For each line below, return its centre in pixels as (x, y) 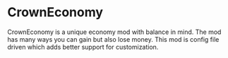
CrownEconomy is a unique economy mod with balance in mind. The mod (114, 32)
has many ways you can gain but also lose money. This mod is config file (113, 39)
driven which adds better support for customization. (83, 47)
